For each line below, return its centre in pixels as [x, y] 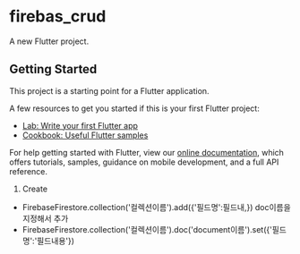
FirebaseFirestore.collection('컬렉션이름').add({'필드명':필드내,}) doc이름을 [156, 207]
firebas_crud [58, 17]
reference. [28, 171]
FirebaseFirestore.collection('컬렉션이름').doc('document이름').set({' [147, 229]
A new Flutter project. [49, 41]
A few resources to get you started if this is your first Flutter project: [134, 108]
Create [34, 189]
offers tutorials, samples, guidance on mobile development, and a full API [144, 162]
